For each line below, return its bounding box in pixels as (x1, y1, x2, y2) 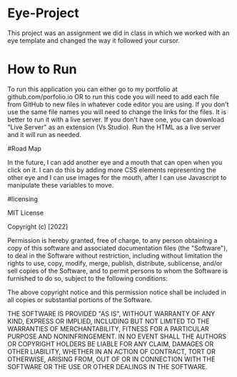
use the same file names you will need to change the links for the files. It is (7, 107, 227, 116)
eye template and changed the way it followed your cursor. (7, 36, 181, 44)
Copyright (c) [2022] (7, 222, 69, 231)
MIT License (7, 208, 44, 217)
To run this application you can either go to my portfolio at (7, 84, 178, 94)
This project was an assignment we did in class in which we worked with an (7, 29, 230, 37)
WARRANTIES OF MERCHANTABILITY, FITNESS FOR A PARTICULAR (7, 324, 209, 333)
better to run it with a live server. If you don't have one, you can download (7, 115, 225, 124)
